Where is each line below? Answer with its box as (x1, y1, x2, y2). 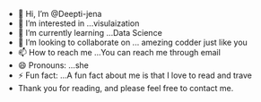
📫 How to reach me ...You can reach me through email (17, 47, 222, 57)
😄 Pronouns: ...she (17, 60, 90, 71)
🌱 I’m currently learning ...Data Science (17, 28, 163, 38)
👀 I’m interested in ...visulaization (17, 18, 140, 29)
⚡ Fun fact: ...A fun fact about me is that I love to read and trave (17, 70, 253, 81)
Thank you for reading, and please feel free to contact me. (17, 83, 234, 93)
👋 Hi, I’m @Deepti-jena (17, 9, 102, 19)
